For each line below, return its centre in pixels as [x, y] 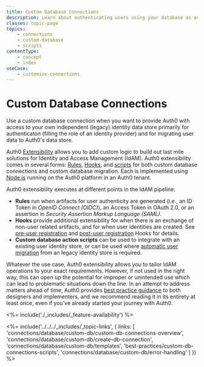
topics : [16, 29]
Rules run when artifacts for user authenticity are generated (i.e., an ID [104, 201]
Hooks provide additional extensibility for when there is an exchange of [104, 221]
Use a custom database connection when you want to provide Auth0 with [98, 121]
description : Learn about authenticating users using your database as [99, 18]
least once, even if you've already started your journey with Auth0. [90, 303]
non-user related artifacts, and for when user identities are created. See [105, 227]
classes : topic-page [32, 23]
